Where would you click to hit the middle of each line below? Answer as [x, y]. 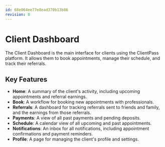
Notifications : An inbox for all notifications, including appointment [81, 128]
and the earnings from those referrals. [52, 112]
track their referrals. [26, 63]
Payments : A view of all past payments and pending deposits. [76, 118]
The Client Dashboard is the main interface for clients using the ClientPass [82, 53]
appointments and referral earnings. [50, 97]
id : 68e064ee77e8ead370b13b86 [37, 10]
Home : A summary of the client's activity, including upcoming [76, 91]
